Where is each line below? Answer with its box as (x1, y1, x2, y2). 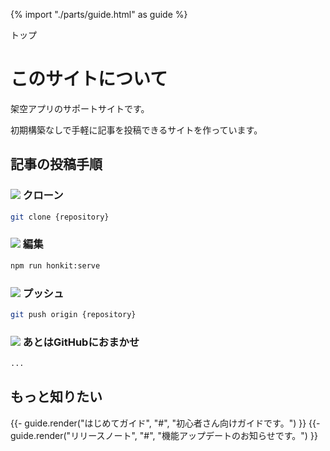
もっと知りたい (10, 389, 103, 406)
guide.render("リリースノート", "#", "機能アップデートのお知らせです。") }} (10, 429, 318, 441)
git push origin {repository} (10, 309, 137, 319)
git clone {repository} (10, 212, 110, 222)
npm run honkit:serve (10, 260, 101, 271)
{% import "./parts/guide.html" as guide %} (10, 9, 188, 20)
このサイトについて (10, 68, 168, 91)
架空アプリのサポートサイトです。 (10, 102, 150, 114)
